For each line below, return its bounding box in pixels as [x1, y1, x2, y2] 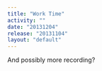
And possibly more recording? [7, 56, 96, 64]
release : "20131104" [7, 30, 69, 37]
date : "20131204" [7, 23, 59, 30]
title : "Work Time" [7, 10, 65, 18]
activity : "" [7, 17, 46, 24]
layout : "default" [7, 37, 62, 44]
